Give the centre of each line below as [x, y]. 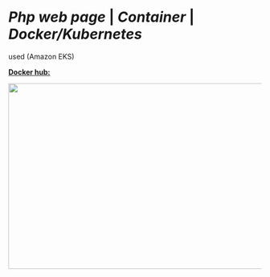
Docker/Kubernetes [75, 34]
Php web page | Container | [102, 17]
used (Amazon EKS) [41, 56]
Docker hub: [29, 71]
